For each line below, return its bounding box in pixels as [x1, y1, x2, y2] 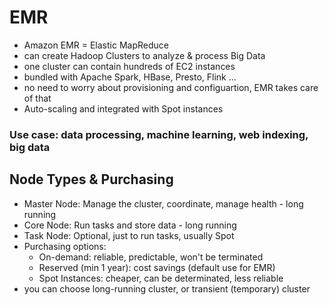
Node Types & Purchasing [9, 171, 174, 188]
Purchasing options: [23, 240, 107, 252]
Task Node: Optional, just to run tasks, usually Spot [23, 229, 235, 241]
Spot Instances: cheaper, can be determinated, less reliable [38, 272, 284, 284]
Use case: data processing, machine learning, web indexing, [9, 127, 309, 141]
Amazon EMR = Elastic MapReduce [23, 39, 169, 51]
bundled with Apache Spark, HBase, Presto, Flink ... [23, 71, 237, 83]
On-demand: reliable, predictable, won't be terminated [38, 251, 264, 263]
